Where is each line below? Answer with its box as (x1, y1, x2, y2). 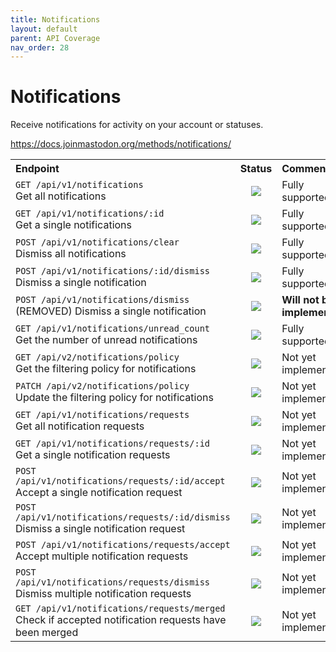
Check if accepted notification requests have (15, 613, 227, 627)
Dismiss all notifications (15, 247, 127, 261)
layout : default (10, 24, 78, 34)
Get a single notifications (15, 218, 132, 232)
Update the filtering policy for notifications (15, 391, 214, 405)
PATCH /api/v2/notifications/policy (15, 381, 190, 392)
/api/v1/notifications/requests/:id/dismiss (15, 512, 231, 523)
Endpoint (15, 162, 60, 176)
